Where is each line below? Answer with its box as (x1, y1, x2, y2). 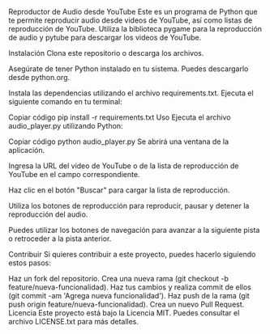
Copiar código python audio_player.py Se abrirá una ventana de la (8, 137, 229, 146)
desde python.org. (8, 73, 71, 82)
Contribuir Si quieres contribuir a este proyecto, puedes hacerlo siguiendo (8, 250, 256, 259)
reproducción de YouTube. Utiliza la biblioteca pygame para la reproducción (8, 24, 262, 33)
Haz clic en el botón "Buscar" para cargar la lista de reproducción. (8, 185, 230, 195)
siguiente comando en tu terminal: (8, 97, 123, 106)
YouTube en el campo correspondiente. (8, 170, 140, 179)
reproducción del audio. (8, 209, 88, 219)
